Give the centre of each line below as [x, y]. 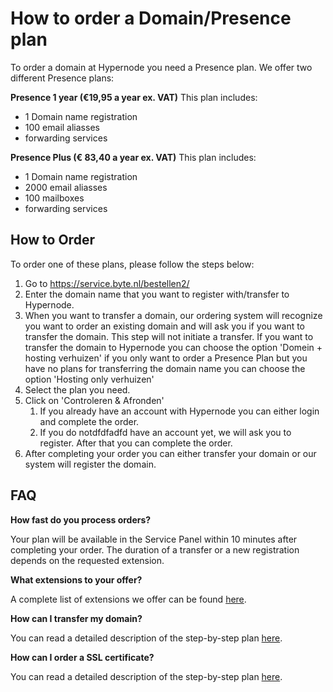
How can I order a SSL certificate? [82, 657]
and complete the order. [89, 421]
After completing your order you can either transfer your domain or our [170, 453]
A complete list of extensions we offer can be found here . [128, 599]
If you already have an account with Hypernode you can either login [179, 411]
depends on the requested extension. [87, 560]
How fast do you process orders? [81, 519]
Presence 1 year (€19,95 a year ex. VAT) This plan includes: [134, 97]
